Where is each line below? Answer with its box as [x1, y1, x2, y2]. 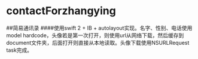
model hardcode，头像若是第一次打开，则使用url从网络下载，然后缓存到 [6, 31, 184, 39]
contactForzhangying [6, 4, 117, 18]
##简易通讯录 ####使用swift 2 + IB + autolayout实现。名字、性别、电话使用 [6, 24, 193, 31]
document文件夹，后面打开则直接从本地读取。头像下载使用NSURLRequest [6, 39, 190, 46]
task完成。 [6, 46, 33, 54]
